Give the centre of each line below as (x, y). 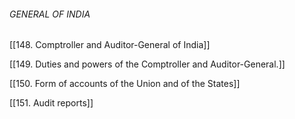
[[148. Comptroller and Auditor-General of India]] (110, 45)
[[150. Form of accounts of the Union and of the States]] (125, 84)
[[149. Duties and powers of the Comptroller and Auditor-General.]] (147, 64)
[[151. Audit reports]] (51, 103)
